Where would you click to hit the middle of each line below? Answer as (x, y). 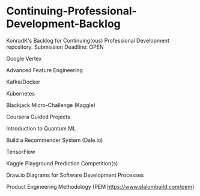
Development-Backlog (64, 24)
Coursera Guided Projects (38, 117)
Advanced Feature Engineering (44, 70)
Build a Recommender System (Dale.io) (55, 140)
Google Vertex (24, 58)
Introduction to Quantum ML (41, 128)
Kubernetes (20, 93)
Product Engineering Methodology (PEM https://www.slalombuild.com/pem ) (100, 186)
